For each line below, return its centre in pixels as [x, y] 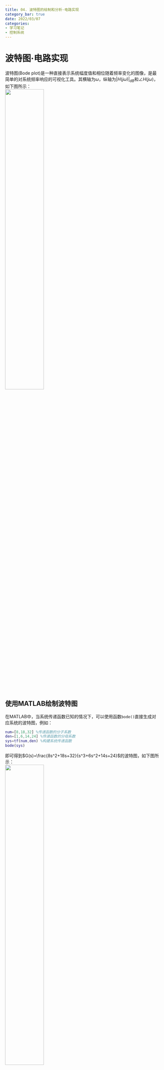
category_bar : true [25, 14]
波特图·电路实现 [37, 58]
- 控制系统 [15, 33]
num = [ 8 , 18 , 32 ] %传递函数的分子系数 [38, 732]
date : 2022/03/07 [23, 19]
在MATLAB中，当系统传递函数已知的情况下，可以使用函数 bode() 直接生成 [79, 716]
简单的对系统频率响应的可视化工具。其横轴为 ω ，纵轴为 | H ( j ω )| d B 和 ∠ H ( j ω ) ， [82, 80]
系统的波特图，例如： [31, 723]
